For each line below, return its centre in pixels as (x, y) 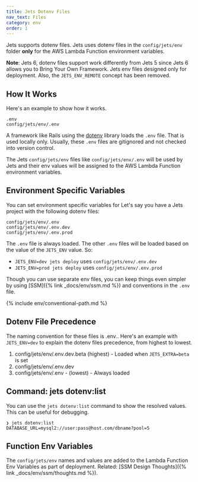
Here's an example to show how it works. (56, 108)
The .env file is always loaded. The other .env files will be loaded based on (98, 243)
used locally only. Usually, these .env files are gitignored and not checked (96, 142)
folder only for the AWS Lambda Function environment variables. (85, 52)
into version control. (31, 148)
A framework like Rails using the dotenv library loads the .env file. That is (95, 135)
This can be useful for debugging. (47, 412)
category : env (24, 23)
